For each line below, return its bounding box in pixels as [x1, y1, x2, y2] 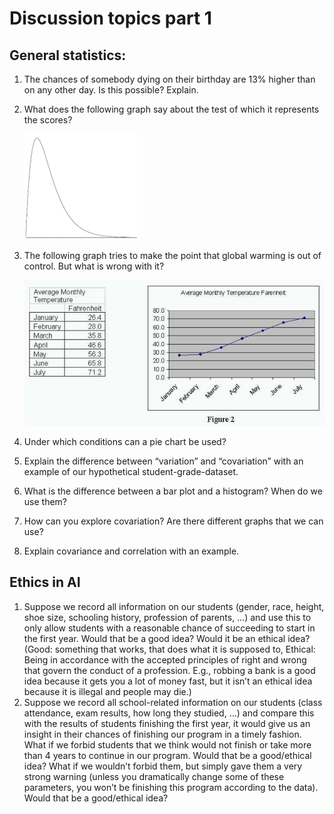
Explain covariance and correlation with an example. [23, 545, 240, 557]
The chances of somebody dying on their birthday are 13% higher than [23, 73, 316, 85]
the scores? [23, 114, 73, 126]
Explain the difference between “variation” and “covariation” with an [23, 455, 304, 467]
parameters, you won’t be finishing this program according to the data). [23, 781, 319, 793]
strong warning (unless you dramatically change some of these [23, 770, 285, 782]
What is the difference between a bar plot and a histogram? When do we [23, 485, 323, 497]
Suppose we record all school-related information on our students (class [23, 696, 323, 708]
